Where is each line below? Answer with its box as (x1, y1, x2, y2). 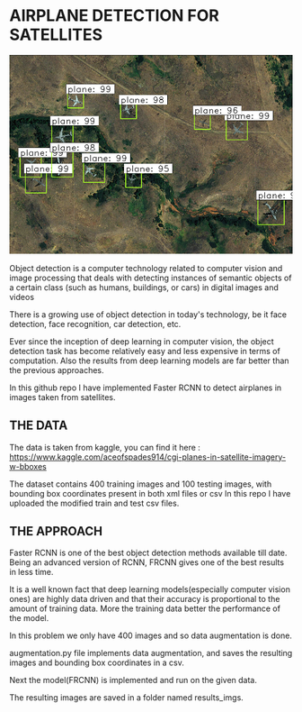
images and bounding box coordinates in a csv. (9, 657, 184, 668)
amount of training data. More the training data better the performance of (9, 603, 281, 614)
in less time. (9, 567, 54, 578)
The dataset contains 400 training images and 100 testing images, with (9, 479, 272, 489)
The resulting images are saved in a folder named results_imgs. (9, 692, 244, 703)
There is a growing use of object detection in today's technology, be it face (9, 308, 288, 320)
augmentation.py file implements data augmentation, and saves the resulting (9, 648, 293, 659)
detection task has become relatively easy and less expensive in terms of (9, 345, 280, 356)
